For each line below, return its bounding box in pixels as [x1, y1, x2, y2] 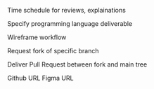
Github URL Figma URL [7, 74, 74, 82]
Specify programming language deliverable [7, 20, 132, 27]
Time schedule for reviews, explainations [7, 6, 127, 14]
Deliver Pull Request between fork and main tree [7, 60, 148, 69]
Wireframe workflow [7, 33, 67, 41]
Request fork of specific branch [7, 47, 99, 55]
